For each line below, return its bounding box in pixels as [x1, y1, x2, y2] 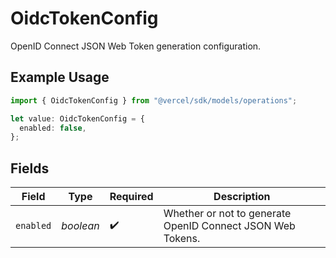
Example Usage [10, 69, 110, 86]
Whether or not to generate [163, 207, 292, 221]
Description [213, 190, 271, 204]
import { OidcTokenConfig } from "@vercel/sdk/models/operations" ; [10, 95, 298, 106]
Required [109, 190, 154, 204]
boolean [61, 219, 100, 233]
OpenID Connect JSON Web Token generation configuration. [10, 40, 262, 52]
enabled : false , [19, 123, 87, 133]
